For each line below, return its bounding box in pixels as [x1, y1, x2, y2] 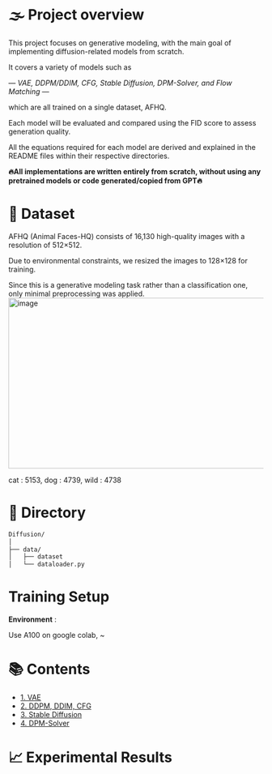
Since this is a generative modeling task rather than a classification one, [8, 280, 249, 289]
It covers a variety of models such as [8, 62, 132, 72]
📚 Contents [8, 661, 91, 678]
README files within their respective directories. [8, 151, 170, 160]
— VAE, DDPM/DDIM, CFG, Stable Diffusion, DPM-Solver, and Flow [8, 78, 232, 88]
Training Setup [8, 588, 110, 606]
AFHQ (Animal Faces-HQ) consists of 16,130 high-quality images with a [8, 231, 245, 241]
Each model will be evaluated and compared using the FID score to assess [8, 118, 257, 127]
